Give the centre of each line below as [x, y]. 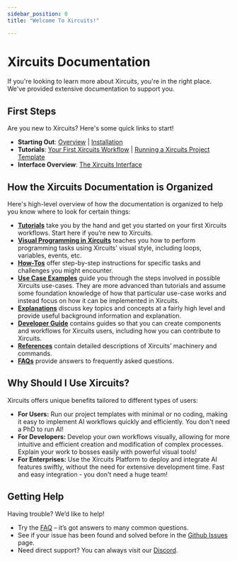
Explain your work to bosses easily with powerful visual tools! [107, 452]
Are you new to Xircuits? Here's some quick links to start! [91, 128]
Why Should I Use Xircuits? [68, 383]
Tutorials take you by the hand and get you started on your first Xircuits [122, 226]
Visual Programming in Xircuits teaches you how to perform [106, 240]
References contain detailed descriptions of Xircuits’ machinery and [117, 346]
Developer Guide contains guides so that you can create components [119, 323]
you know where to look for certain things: [69, 212]
